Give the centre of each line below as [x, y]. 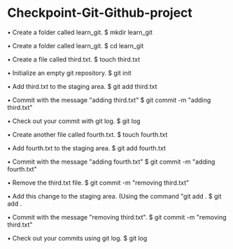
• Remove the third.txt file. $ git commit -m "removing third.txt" [98, 183]
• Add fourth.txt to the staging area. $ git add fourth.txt [87, 148]
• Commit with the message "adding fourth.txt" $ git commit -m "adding [111, 162]
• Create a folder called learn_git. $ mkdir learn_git [80, 32]
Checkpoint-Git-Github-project [100, 13]
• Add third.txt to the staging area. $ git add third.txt [82, 86]
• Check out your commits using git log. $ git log [77, 238]
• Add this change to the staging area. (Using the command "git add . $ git [114, 196]
